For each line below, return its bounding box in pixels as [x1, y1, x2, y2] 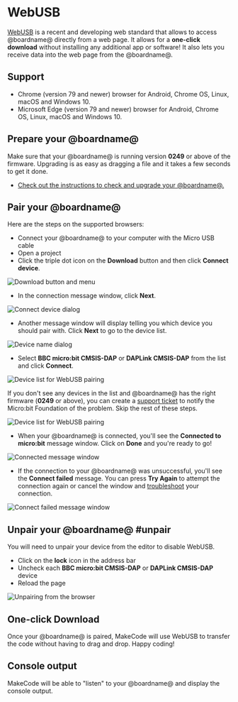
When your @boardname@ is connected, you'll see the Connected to [17, 432, 222, 440]
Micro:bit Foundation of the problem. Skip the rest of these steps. [7, 404, 198, 412]
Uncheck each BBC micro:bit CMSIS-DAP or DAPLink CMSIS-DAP [17, 564, 214, 572]
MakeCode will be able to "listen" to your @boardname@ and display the [7, 679, 220, 687]
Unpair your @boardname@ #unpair [7, 523, 171, 536]
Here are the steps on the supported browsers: [7, 220, 144, 229]
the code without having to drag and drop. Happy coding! [7, 640, 175, 648]
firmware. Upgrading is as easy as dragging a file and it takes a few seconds [7, 159, 231, 168]
